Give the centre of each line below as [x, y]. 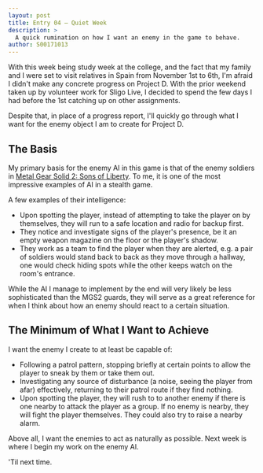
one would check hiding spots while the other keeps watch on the [126, 265]
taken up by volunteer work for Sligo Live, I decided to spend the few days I [130, 92]
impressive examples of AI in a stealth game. [80, 184]
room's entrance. [47, 273]
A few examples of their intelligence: [67, 200]
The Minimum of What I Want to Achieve [109, 330]
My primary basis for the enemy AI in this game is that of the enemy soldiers [131, 168]
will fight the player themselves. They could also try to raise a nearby [131, 415]
